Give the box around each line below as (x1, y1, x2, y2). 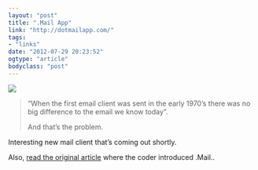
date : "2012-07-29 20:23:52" (8, 48, 104, 56)
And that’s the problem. (27, 122, 104, 132)
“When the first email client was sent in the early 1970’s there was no (27, 99, 251, 108)
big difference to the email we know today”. (27, 107, 168, 116)
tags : (8, 33, 26, 42)
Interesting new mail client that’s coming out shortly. (8, 137, 177, 146)
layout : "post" (8, 11, 58, 20)
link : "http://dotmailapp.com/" (8, 26, 114, 34)
